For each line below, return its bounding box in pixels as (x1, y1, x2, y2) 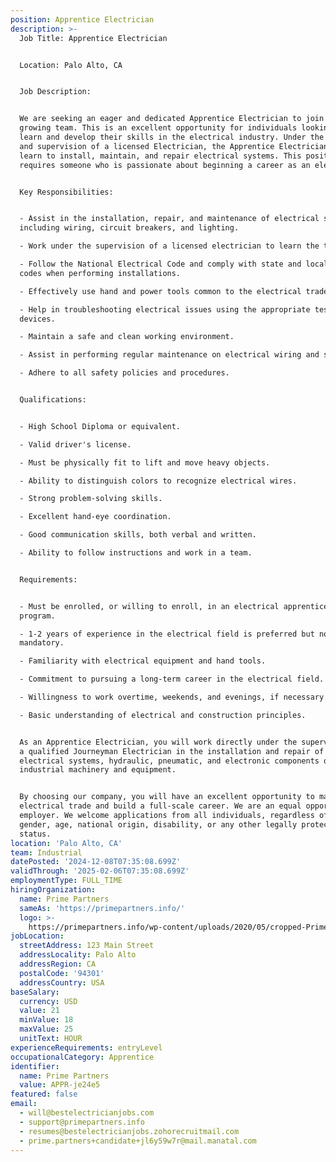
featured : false (10, 1089, 78, 1100)
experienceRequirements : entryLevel (10, 1042, 163, 1053)
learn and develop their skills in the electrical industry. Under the (19, 132, 325, 142)
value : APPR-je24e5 (19, 1080, 101, 1090)
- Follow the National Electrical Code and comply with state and (19, 259, 302, 269)
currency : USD (19, 996, 78, 1006)
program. (19, 611, 56, 621)
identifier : (10, 1061, 60, 1071)
